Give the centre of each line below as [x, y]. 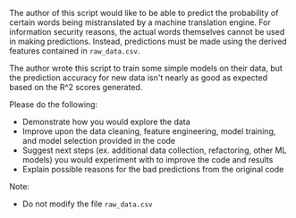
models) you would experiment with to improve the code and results [148, 159]
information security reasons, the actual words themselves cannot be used [147, 32]
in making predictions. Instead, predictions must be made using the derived [148, 41]
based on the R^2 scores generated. [76, 87]
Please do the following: [54, 105]
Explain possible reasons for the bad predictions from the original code [153, 169]
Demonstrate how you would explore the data [106, 122]
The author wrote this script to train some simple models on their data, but [146, 68]
